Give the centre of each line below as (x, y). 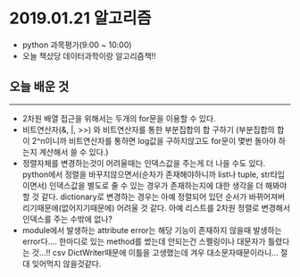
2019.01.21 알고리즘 (80, 18)
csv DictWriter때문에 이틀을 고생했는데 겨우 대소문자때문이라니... (165, 252)
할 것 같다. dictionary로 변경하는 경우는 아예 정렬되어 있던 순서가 (134, 197)
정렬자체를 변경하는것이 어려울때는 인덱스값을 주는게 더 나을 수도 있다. (144, 163)
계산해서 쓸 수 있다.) (74, 152)
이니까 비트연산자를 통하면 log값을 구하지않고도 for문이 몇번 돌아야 (161, 140)
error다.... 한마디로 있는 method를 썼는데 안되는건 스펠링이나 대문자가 (144, 241)
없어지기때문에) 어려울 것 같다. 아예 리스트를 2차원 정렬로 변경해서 (176, 207)
